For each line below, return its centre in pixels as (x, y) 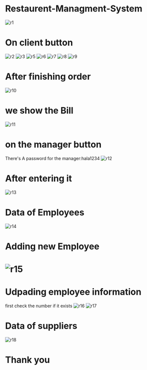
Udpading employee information (73, 292)
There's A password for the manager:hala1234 (53, 158)
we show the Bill (39, 111)
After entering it (38, 178)
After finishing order (48, 77)
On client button (39, 43)
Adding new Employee (52, 246)
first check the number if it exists (39, 306)
